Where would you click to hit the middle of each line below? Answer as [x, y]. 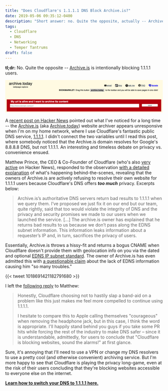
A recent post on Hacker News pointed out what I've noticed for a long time [83, 120]
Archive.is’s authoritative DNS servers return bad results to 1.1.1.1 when [90, 198]
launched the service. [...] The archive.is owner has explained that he [88, 219]
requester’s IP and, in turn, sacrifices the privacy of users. [77, 235]
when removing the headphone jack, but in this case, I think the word [88, 321]
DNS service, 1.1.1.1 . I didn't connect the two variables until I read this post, [81, 136]
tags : [11, 26]
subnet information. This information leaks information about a [82, 230]
